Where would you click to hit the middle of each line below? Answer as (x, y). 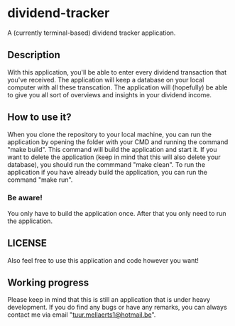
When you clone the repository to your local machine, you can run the (109, 134)
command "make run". (40, 180)
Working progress (48, 283)
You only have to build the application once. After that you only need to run (117, 213)
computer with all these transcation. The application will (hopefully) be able (117, 87)
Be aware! (25, 198)
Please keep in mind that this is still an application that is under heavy (109, 300)
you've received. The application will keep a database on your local (106, 80)
